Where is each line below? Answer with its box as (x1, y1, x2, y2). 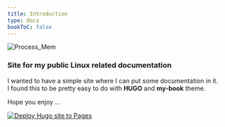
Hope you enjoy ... (7, 97, 61, 106)
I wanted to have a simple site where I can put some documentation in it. (7, 76, 219, 85)
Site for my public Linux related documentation (7, 61, 172, 71)
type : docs (7, 17, 40, 24)
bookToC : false (7, 23, 52, 30)
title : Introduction (7, 10, 69, 18)
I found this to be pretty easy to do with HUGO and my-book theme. (7, 84, 206, 92)
